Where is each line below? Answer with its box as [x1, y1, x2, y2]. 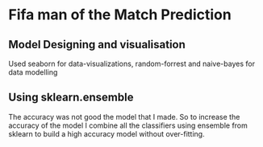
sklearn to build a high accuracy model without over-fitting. [8, 129, 205, 138]
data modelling [8, 67, 58, 77]
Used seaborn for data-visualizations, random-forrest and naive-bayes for [8, 59, 256, 68]
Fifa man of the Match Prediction [8, 6, 232, 24]
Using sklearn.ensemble [8, 91, 134, 104]
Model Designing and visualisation [8, 38, 186, 51]
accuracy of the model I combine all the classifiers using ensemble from [8, 120, 248, 130]
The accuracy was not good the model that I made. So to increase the [8, 112, 240, 121]
